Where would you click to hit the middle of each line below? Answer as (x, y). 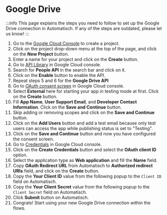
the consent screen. (33, 139)
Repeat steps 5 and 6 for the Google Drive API (61, 80)
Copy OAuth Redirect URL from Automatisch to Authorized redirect (83, 165)
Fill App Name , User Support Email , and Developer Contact (75, 101)
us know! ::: (17, 33)
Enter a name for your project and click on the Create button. (76, 59)
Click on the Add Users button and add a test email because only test (84, 123)
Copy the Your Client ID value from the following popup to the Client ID (87, 176)
